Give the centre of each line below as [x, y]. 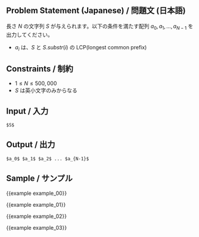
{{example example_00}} [37, 193]
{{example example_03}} [37, 227]
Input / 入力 [27, 111]
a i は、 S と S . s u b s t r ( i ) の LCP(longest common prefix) [81, 48]
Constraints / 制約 [40, 69]
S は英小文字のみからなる [46, 90]
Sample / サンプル [40, 178]
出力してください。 [30, 34]
